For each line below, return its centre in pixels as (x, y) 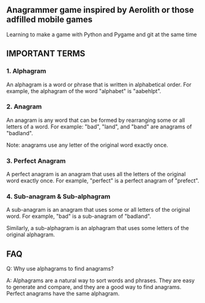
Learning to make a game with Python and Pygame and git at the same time (102, 34)
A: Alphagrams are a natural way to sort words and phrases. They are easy (100, 280)
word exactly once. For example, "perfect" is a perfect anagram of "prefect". (103, 181)
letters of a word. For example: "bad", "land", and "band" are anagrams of (99, 126)
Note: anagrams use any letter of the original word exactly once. (87, 145)
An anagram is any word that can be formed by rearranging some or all (96, 120)
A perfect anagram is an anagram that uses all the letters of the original (96, 174)
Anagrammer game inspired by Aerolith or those (100, 10)
